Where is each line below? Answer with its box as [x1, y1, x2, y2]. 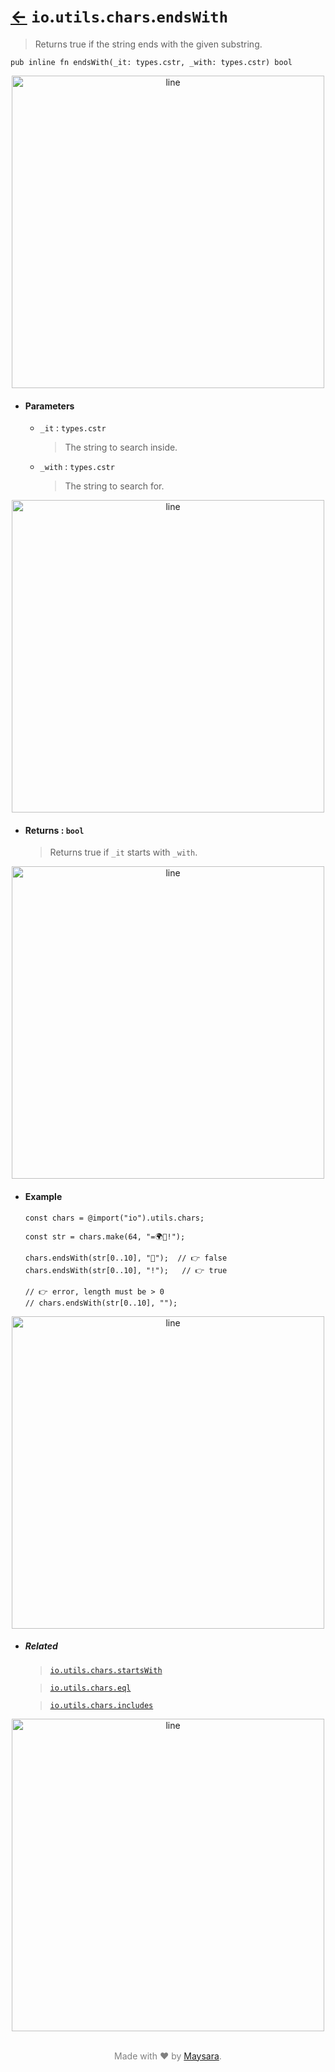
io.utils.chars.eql [49, 1683, 132, 1693]
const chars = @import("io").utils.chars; [24, 1213, 205, 1223]
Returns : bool [24, 824, 85, 836]
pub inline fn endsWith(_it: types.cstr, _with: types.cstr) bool [10, 57, 293, 67]
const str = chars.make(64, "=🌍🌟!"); [24, 1231, 186, 1242]
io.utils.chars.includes [49, 1700, 154, 1710]
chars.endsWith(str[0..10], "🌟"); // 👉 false [24, 1253, 228, 1263]
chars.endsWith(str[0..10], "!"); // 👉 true [24, 1265, 228, 1275]
